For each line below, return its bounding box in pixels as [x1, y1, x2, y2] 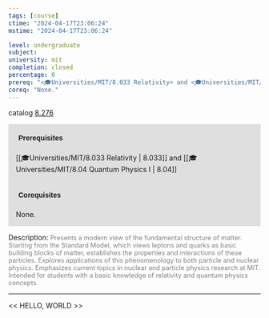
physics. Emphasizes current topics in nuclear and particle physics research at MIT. [8, 264, 261, 272]
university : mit [8, 56, 62, 64]
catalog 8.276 [8, 107, 54, 117]
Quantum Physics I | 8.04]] [89, 164, 178, 174]
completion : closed [8, 63, 74, 72]
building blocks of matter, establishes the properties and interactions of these [8, 248, 243, 257]
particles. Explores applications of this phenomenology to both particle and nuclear [8, 256, 259, 264]
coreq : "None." [8, 86, 59, 94]
